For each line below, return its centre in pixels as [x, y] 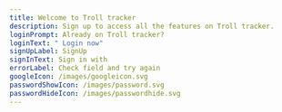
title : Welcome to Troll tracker [73, 18]
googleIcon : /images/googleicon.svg [79, 77]
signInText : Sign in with [58, 60]
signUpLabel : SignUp [49, 51]
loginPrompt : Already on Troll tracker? [87, 34]
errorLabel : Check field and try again [85, 69]
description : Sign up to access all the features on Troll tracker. [142, 26]
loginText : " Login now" [56, 43]
